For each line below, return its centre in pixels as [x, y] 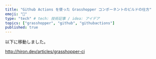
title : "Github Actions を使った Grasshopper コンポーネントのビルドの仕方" [78, 9]
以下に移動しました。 [26, 42]
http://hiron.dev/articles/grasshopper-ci [45, 52]
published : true [22, 28]
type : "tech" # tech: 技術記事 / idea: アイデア [53, 18]
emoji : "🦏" [16, 14]
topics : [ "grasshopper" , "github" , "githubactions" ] [60, 23]
